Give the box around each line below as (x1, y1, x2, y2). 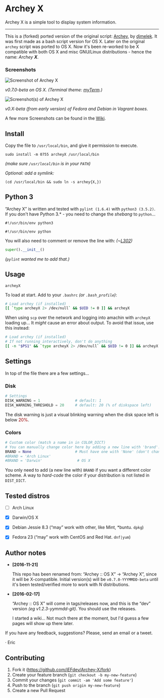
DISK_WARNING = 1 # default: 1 (5, 398, 102, 403)
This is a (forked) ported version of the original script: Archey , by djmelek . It (5, 33, 158, 39)
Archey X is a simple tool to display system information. (5, 19, 117, 25)
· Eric (5, 640, 16, 646)
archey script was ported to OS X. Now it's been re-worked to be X (5, 44, 139, 49)
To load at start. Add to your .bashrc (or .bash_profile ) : (5, 292, 117, 298)
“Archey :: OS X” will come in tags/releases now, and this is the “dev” (12, 601, 151, 606)
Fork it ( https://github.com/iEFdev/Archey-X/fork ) (12, 667, 111, 673)
